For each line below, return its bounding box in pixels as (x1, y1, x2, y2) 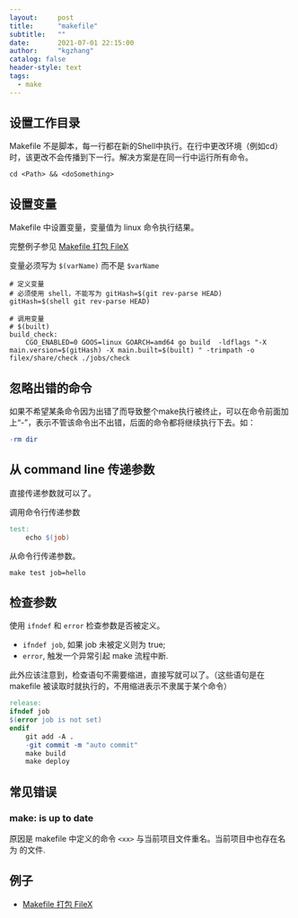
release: (9, 699, 42, 708)
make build (25, 748, 66, 758)
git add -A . (25, 732, 74, 741)
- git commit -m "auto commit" (25, 740, 139, 749)
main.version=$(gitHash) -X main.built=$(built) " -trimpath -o (9, 346, 255, 355)
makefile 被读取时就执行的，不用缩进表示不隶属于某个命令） (9, 681, 232, 692)
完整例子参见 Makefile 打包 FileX (9, 241, 129, 252)
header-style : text (9, 64, 83, 73)
